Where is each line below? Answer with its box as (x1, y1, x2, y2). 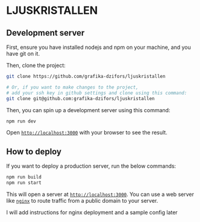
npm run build (6, 174, 42, 180)
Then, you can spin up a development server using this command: (6, 106, 170, 113)
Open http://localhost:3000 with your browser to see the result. (6, 129, 167, 136)
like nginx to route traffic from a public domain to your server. (6, 197, 158, 204)
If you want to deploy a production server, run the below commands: (6, 162, 177, 170)
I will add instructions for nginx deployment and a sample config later (6, 209, 178, 216)
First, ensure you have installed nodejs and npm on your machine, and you (6, 43, 191, 51)
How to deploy (6, 146, 62, 157)
